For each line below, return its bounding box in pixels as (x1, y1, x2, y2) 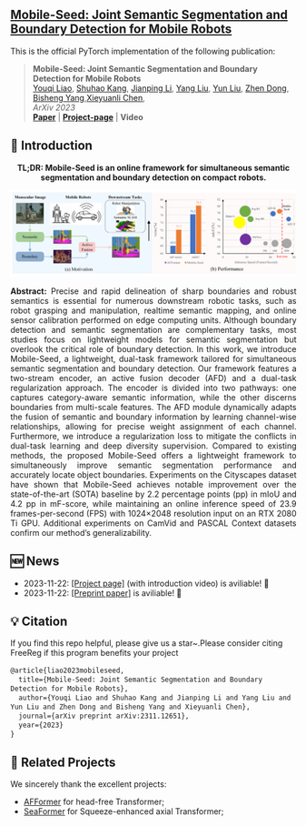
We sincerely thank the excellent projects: (10, 779, 167, 790)
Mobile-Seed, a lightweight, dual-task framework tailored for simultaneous (10, 353, 297, 364)
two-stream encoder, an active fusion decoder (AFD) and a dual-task (10, 372, 297, 383)
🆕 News (10, 554, 60, 569)
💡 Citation (10, 613, 68, 629)
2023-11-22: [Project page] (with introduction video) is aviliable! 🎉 (23, 578, 270, 589)
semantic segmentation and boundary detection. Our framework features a (10, 363, 297, 374)
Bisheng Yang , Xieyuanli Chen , (32, 92, 146, 103)
